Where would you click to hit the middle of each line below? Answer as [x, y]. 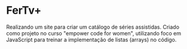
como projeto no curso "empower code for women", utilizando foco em [94, 33]
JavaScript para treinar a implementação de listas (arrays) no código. [91, 39]
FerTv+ [24, 10]
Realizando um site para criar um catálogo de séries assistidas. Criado [93, 27]
